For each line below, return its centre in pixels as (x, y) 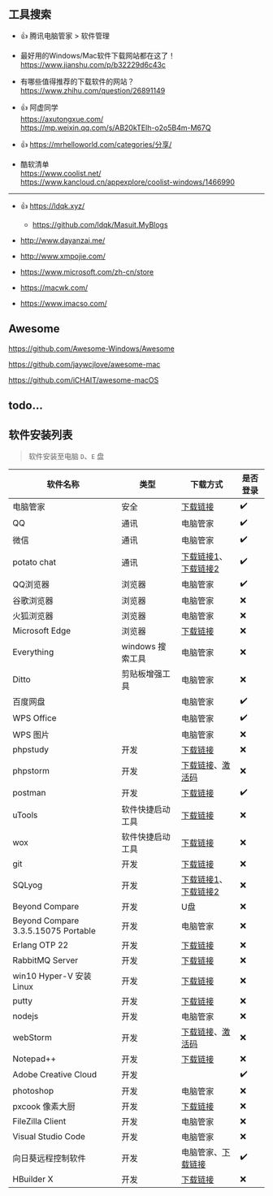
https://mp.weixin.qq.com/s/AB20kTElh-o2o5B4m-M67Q (115, 128)
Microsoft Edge (42, 630)
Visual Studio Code (49, 1136)
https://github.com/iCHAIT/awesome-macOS (84, 379)
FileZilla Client (39, 1121)
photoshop (33, 1090)
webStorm (32, 1037)
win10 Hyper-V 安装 (52, 976)
